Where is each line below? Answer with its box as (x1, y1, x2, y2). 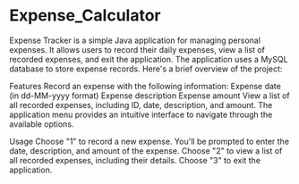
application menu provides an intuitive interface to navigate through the (9, 109, 273, 120)
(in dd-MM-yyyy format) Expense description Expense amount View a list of (9, 90, 291, 101)
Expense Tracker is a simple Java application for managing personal (9, 35, 261, 46)
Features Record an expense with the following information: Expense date (9, 80, 282, 91)
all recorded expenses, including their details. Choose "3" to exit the (9, 155, 261, 165)
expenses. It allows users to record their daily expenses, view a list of (9, 44, 266, 54)
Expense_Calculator (9, 5, 161, 26)
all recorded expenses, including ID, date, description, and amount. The (9, 99, 273, 110)
